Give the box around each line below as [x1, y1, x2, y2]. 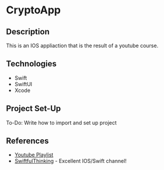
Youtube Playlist [14, 151, 54, 158]
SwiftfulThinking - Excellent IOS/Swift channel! [14, 158, 127, 165]
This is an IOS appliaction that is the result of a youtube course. [6, 42, 159, 49]
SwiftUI [14, 80, 33, 87]
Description [6, 27, 50, 37]
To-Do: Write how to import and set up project [6, 119, 117, 126]
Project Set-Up [6, 104, 61, 114]
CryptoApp [6, 3, 61, 17]
